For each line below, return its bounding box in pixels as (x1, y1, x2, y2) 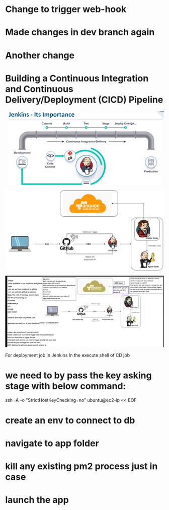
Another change (5, 49, 74, 61)
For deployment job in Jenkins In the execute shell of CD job (5, 352, 130, 358)
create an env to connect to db (5, 414, 135, 426)
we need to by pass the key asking (5, 370, 152, 381)
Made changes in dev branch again (5, 27, 155, 38)
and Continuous (5, 83, 74, 95)
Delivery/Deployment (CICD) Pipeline (5, 94, 163, 105)
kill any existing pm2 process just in (5, 461, 158, 472)
